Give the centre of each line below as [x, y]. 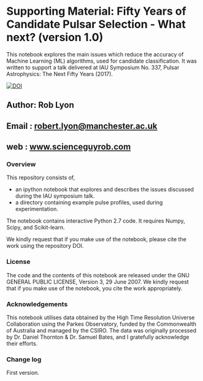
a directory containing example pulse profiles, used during [89, 202]
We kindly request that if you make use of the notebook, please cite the [97, 239]
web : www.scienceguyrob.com [69, 147]
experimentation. [36, 209]
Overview [21, 164]
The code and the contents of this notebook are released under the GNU [98, 275]
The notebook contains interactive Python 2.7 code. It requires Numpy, [96, 221]
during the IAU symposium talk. [55, 196]
